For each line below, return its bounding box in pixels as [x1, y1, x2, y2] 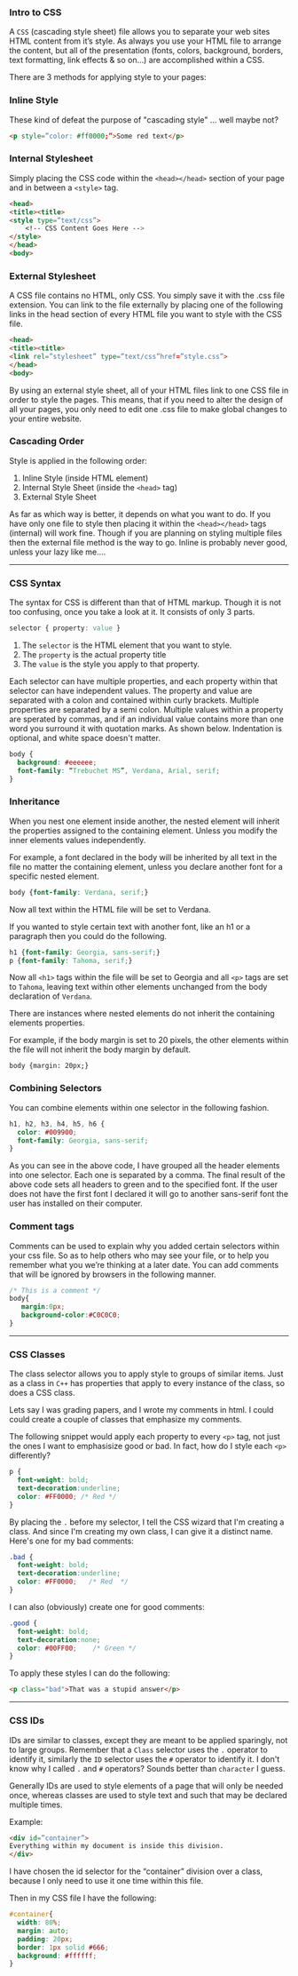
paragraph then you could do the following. [9, 930, 167, 941]
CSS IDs [9, 1715, 44, 1727]
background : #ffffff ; [17, 1951, 98, 1960]
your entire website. [9, 413, 82, 424]
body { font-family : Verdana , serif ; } [9, 888, 149, 896]
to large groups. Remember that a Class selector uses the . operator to [9, 1744, 268, 1755]
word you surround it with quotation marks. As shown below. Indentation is [9, 723, 282, 734]
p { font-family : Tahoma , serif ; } [9, 956, 133, 965]
